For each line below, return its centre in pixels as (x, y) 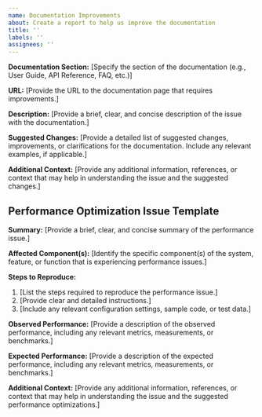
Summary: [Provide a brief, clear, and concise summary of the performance (131, 229)
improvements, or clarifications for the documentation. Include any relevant (130, 146)
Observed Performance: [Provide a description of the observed (112, 324)
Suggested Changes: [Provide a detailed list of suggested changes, (118, 137)
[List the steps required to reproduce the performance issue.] (118, 292)
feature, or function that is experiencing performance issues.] (107, 262)
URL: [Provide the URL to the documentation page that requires (111, 90)
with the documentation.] (49, 123)
